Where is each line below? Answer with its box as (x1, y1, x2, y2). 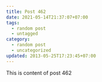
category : (6, 36, 31, 42)
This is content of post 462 (6, 69, 72, 76)
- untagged (11, 31, 38, 37)
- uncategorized (11, 48, 51, 53)
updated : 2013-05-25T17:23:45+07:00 (6, 53, 96, 59)
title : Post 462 (6, 8, 46, 15)
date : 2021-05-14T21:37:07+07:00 (6, 14, 88, 20)
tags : (6, 20, 19, 26)
